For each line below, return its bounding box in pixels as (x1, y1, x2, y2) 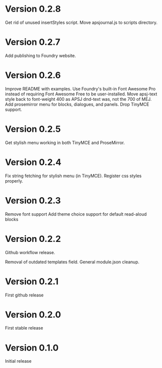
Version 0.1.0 (5, 342, 59, 353)
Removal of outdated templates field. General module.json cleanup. (5, 259, 140, 265)
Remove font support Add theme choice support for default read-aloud (5, 211, 147, 217)
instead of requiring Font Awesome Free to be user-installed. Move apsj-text (5, 91, 158, 97)
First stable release (5, 325, 44, 331)
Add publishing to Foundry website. (5, 53, 76, 58)
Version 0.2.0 (5, 309, 62, 320)
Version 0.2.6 (5, 70, 61, 81)
